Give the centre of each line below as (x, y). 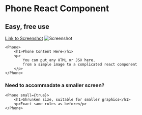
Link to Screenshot (24, 38)
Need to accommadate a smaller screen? (55, 85)
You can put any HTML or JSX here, (59, 60)
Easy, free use (27, 27)
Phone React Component (57, 9)
